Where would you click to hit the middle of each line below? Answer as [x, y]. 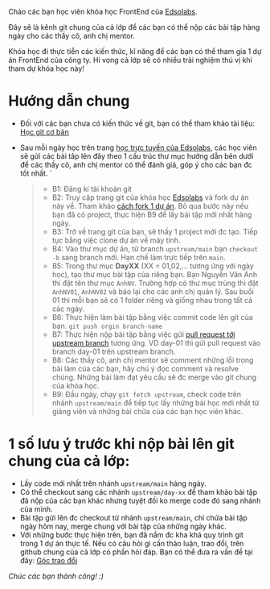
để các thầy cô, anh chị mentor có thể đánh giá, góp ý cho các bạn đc [136, 164]
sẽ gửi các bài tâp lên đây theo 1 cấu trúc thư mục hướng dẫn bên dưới [137, 156]
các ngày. [68, 309]
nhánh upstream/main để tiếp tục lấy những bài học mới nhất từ [155, 403]
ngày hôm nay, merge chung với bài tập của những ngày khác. [123, 526]
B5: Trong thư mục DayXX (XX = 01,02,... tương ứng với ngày [153, 266]
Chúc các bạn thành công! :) [56, 576]
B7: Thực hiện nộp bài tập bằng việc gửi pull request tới [143, 334]
